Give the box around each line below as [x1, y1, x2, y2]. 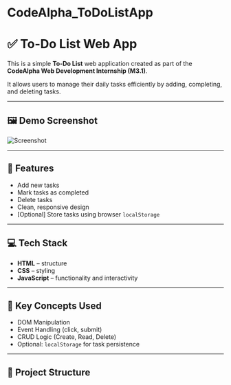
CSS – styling [16, 266, 56, 274]
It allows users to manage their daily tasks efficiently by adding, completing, [7, 80, 222, 89]
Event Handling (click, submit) [16, 325, 102, 334]
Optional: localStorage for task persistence [16, 340, 140, 349]
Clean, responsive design [16, 203, 89, 211]
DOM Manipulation [16, 318, 71, 327]
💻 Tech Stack [7, 237, 68, 249]
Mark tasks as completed [16, 188, 89, 197]
